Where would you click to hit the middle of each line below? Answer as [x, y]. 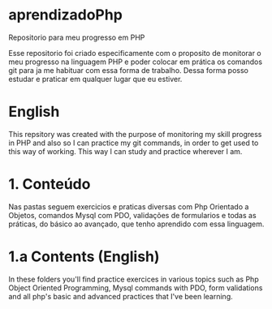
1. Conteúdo [50, 185]
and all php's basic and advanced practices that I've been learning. [121, 296]
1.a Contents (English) [84, 256]
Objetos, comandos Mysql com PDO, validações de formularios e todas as [133, 215]
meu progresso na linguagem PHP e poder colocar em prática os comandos [135, 62]
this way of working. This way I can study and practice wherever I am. [125, 151]
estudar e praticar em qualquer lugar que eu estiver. [95, 79]
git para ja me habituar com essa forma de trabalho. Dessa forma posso [129, 70]
